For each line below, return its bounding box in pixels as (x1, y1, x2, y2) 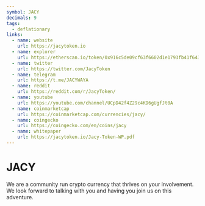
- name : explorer (12, 49, 56, 55)
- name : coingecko (12, 117, 59, 123)
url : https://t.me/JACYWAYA (17, 77, 88, 83)
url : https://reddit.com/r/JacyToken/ (17, 89, 116, 95)
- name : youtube (12, 94, 53, 100)
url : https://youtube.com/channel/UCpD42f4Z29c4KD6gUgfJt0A (17, 100, 173, 106)
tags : (6, 20, 20, 26)
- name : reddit (12, 83, 51, 89)
